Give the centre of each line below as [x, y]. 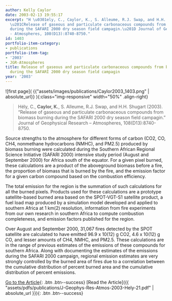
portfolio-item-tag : [27, 53]
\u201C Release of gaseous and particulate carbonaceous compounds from [88, 24]
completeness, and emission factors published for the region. [70, 219]
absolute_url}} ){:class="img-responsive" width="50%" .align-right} [77, 96]
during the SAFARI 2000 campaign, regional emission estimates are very [82, 256]
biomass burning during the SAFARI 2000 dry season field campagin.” [92, 117]
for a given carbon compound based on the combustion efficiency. [76, 176]
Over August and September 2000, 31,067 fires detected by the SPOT [79, 229]
